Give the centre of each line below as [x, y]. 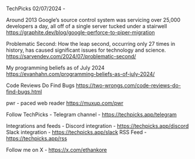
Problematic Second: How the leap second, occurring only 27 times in [91, 44]
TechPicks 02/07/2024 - [36, 9]
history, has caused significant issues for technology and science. [86, 50]
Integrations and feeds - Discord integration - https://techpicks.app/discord [97, 126]
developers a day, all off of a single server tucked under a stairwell [87, 26]
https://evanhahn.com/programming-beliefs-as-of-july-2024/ [80, 74]
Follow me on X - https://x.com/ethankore [57, 150]
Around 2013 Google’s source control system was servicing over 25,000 [93, 20]
